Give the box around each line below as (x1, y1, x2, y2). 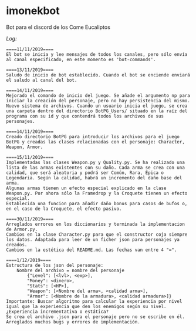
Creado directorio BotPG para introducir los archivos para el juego (6, 133, 180, 139)
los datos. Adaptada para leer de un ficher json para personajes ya (6, 236, 180, 242)
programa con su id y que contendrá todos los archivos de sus (6, 113, 164, 119)
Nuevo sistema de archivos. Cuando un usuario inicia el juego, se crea (6, 103, 188, 109)
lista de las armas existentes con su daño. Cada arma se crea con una (6, 165, 185, 170)
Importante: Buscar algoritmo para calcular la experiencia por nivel (6, 298, 183, 304)
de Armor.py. (6, 226, 38, 232)
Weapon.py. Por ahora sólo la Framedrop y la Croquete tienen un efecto (6, 190, 188, 196)
